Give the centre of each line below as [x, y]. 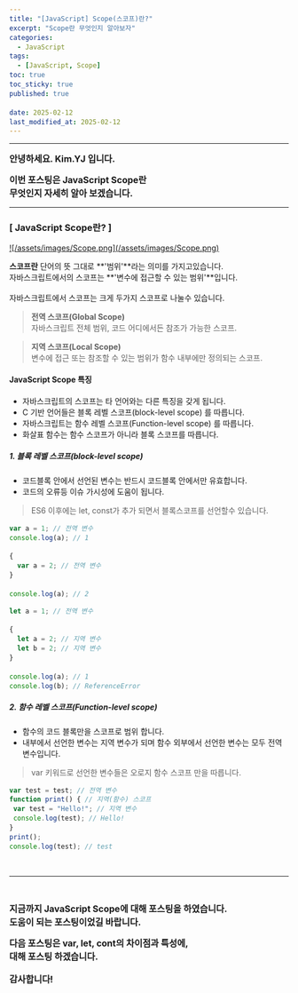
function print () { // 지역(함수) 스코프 [80, 799]
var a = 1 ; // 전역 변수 [51, 528]
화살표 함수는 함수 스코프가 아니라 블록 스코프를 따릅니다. [120, 434]
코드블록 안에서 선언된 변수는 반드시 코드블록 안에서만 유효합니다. [134, 481]
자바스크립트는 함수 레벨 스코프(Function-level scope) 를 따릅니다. [138, 423]
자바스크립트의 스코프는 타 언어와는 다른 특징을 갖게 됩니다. [124, 401]
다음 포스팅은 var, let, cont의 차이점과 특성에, [99, 943]
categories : [31, 37]
